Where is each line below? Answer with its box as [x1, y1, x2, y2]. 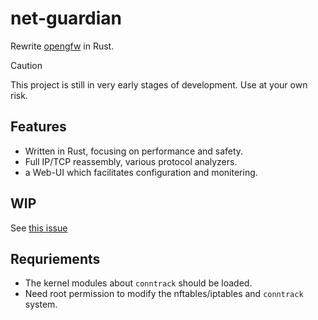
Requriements [10, 250, 101, 267]
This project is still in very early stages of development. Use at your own [10, 78, 308, 91]
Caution [10, 59, 43, 71]
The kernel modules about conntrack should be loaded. [24, 277, 253, 289]
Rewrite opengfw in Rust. [10, 40, 115, 52]
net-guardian [10, 7, 123, 30]
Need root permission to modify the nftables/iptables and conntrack [24, 288, 304, 300]
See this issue [10, 222, 68, 234]
